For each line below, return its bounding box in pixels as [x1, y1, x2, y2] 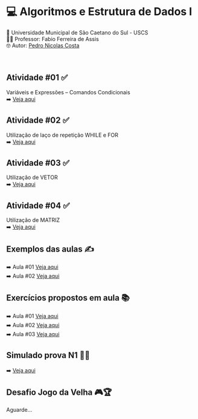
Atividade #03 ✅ [6, 158, 70, 168]
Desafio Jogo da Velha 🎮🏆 [6, 388, 112, 398]
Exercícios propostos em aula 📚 [6, 293, 130, 303]
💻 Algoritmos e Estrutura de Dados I [6, 5, 193, 19]
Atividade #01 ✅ [6, 73, 68, 83]
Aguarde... [6, 406, 33, 414]
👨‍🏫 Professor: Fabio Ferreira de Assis [6, 35, 100, 42]
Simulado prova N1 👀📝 [6, 350, 91, 360]
